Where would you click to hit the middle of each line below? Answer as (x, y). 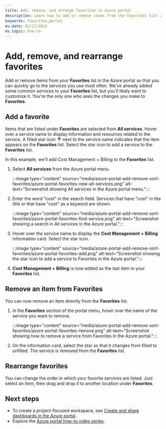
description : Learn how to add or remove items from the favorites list (82, 16)
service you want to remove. (41, 315)
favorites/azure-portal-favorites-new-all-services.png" (68, 184)
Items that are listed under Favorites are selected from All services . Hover (81, 129)
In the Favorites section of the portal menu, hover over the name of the (85, 311)
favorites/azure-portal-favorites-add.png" (55, 253)
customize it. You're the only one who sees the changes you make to (75, 96)
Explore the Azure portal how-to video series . (59, 421)
